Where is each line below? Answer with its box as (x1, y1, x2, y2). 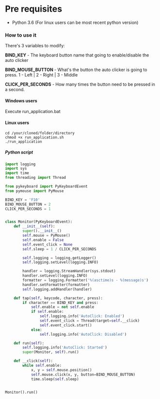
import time (5, 171, 29, 176)
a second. (5, 87, 25, 93)
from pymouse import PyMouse (5, 189, 64, 193)
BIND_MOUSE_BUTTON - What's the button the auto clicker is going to (5, 67, 147, 73)
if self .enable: (31, 309, 64, 314)
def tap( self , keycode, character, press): (14, 296, 103, 301)
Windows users (5, 97, 37, 103)
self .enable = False (22, 237, 64, 242)
